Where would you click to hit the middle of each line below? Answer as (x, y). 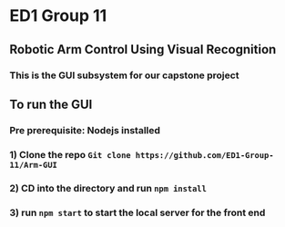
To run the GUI (51, 104)
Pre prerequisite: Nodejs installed (85, 130)
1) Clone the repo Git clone (70, 154)
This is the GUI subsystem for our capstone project (124, 75)
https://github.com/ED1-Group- (205, 155)
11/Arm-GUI (33, 165)
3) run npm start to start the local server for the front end (137, 212)
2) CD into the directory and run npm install (108, 188)
